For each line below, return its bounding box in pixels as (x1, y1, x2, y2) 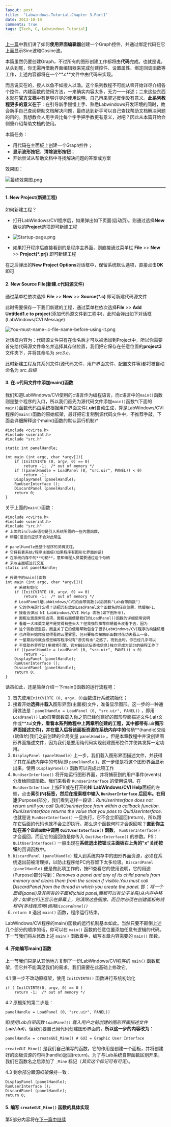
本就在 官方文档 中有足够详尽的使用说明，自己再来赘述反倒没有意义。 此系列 (5, 95, 161, 101)
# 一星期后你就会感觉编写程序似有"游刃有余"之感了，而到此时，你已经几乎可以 (14, 637, 156, 643)
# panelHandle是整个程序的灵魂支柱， (5, 544, 77, 549)
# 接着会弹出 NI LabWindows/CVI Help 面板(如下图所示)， (14, 610, 128, 615)
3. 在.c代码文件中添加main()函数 (5, 380, 74, 386)
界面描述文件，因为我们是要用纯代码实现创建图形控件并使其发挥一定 (17, 739, 160, 745)
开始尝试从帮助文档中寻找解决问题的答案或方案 (12, 155, 111, 161)
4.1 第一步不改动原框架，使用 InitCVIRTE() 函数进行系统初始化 (5, 975, 136, 981)
